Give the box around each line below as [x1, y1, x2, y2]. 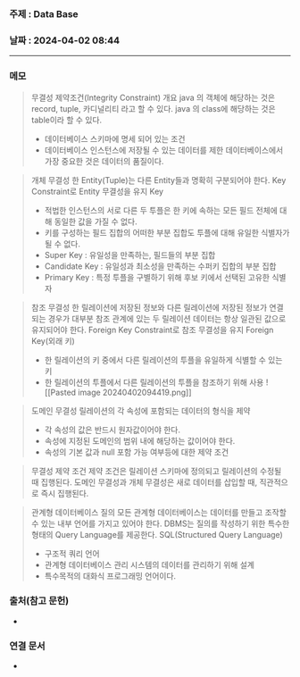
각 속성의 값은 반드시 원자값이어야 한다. [44, 424, 181, 435]
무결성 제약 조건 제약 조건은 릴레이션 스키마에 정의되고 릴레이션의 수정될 [30, 465, 282, 476]
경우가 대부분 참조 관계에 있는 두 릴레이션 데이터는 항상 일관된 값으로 [47, 313, 287, 323]
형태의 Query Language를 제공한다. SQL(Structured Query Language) [30, 529, 283, 539]
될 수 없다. [44, 238, 81, 249]
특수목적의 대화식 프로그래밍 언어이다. [44, 570, 177, 581]
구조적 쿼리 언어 [44, 547, 100, 559]
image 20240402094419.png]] [78, 387, 192, 397]
